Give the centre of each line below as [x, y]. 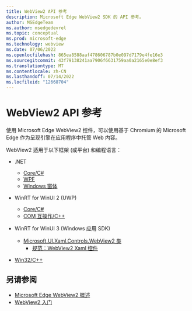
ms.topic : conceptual [32, 33]
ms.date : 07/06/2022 [31, 50]
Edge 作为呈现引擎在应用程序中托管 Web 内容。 [63, 137]
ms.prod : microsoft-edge [36, 39]
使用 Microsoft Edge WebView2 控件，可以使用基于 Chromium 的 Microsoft [96, 130]
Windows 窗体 [40, 186]
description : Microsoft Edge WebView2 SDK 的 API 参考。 [75, 17]
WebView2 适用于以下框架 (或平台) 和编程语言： [64, 150]
